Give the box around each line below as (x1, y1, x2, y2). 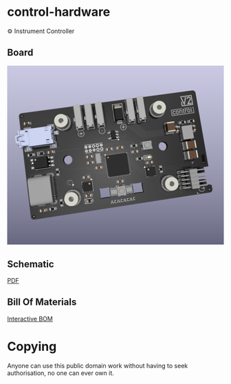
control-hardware (7, 4, 111, 20)
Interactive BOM (7, 314, 53, 323)
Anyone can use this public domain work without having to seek (7, 361, 188, 370)
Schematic (7, 258, 54, 270)
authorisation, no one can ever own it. (7, 369, 115, 377)
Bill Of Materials (7, 297, 77, 308)
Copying (7, 339, 57, 354)
